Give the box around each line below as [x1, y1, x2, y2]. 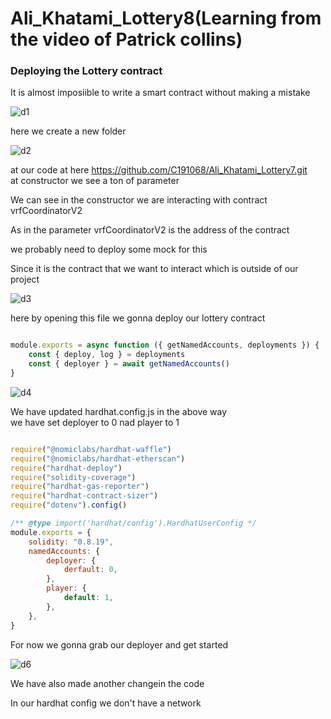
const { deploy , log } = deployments [28, 350, 186, 360]
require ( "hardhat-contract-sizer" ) [10, 491, 159, 501]
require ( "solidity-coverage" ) [10, 472, 137, 482]
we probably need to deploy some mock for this [10, 243, 208, 256]
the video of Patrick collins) [10, 28, 243, 51]
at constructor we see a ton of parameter [10, 175, 180, 187]
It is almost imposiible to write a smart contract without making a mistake [10, 87, 311, 99]
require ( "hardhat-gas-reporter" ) [10, 482, 150, 492]
